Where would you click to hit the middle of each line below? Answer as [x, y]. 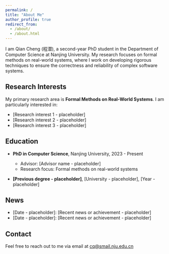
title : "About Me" [25, 15]
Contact [18, 234]
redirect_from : [21, 24]
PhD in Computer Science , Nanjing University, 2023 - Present [78, 154]
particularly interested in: [31, 105]
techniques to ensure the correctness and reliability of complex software [81, 65]
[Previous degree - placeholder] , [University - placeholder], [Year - [84, 179]
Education [22, 142]
